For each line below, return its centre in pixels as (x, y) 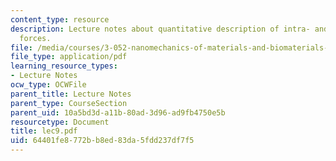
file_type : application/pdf (69, 57)
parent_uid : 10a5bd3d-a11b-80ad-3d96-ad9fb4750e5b (118, 112)
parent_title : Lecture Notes (71, 94)
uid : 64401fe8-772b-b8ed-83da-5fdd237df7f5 (102, 141)
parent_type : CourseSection (69, 103)
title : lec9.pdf (44, 131)
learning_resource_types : (64, 66)
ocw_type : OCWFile (48, 85)
